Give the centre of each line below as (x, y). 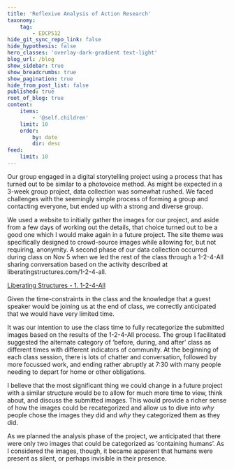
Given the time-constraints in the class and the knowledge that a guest (109, 298)
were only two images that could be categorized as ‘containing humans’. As (116, 443)
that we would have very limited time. (61, 313)
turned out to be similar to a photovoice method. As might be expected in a (115, 184)
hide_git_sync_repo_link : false (54, 40)
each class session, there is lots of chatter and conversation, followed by (112, 356)
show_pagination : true (40, 79)
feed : (15, 150)
